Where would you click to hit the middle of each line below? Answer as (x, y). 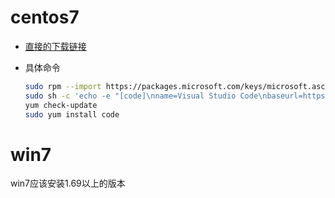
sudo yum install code (72, 114)
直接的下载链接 (55, 46)
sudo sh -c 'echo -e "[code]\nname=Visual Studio (130, 96)
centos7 (45, 17)
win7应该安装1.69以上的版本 (68, 183)
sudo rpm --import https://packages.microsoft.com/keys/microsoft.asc (175, 86)
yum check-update (61, 105)
